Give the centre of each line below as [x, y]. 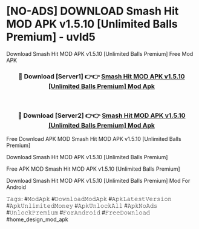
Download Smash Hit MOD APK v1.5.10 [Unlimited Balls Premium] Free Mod [100, 53]
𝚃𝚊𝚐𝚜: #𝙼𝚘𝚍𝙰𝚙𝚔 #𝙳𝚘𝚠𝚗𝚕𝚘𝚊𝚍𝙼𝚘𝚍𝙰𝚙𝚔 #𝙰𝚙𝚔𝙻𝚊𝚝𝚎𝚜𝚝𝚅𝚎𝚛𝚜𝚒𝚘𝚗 [89, 199]
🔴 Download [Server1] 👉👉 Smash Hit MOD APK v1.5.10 [102, 76]
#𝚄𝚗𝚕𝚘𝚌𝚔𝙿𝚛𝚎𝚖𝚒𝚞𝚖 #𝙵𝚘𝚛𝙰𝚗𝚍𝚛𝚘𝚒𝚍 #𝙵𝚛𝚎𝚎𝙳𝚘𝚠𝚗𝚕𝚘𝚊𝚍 [78, 212]
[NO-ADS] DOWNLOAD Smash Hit [93, 11]
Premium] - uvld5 [51, 37]
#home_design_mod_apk [37, 219]
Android [16, 187]
